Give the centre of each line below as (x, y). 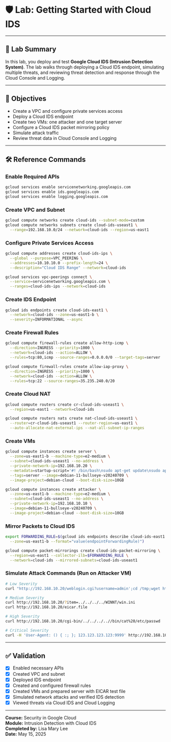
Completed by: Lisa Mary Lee (37, 728)
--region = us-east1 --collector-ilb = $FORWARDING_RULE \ (69, 555)
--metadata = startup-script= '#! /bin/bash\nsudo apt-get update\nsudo (85, 471)
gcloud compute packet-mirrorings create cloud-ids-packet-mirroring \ (83, 551)
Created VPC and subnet (39, 674)
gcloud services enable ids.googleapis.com (52, 192)
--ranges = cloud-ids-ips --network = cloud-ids (58, 286)
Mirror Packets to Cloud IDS (40, 526)
